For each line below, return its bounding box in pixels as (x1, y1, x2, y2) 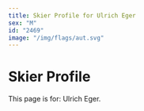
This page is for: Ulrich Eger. (8, 94, 101, 104)
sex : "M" (8, 19, 37, 27)
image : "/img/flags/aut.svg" (8, 33, 104, 42)
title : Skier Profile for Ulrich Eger (8, 11, 136, 20)
